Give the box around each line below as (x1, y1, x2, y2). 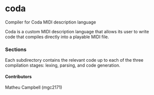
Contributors (5, 73, 32, 79)
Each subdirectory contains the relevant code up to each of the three (5, 57, 144, 63)
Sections (5, 46, 27, 53)
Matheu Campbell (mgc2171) (5, 84, 62, 91)
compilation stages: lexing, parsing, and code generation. (5, 62, 120, 69)
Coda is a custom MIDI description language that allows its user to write (5, 28, 150, 34)
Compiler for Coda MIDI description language (5, 19, 96, 25)
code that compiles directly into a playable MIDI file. (5, 34, 109, 40)
